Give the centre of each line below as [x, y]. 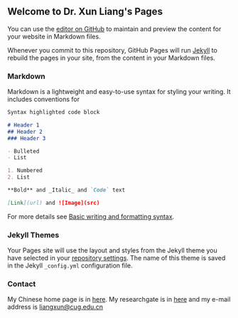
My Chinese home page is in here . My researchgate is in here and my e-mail [119, 300]
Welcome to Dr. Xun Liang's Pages [85, 12]
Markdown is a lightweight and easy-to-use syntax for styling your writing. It [119, 92]
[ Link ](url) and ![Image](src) [54, 203]
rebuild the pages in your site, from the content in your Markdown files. [111, 58]
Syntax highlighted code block [54, 112]
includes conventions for [44, 100]
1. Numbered [25, 171]
